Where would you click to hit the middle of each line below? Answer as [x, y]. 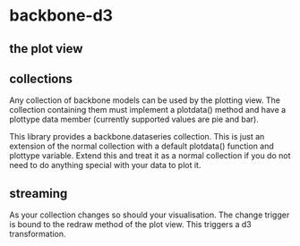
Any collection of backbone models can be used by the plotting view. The [145, 100]
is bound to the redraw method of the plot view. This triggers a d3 [131, 225]
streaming [39, 193]
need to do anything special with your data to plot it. [105, 165]
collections [41, 78]
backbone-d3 [61, 16]
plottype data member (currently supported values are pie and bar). [134, 119]
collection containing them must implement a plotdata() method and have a [148, 110]
